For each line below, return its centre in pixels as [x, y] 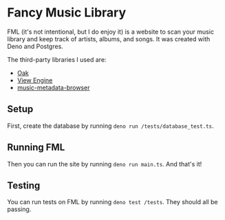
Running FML [36, 147]
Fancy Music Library [67, 13]
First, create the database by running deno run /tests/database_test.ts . [111, 126]
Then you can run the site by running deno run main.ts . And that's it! [105, 164]
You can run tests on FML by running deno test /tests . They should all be [112, 202]
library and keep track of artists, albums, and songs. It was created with [109, 38]
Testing [24, 185]
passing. [19, 209]
